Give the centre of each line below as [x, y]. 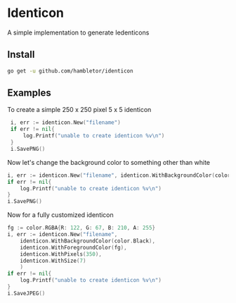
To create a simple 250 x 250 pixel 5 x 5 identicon [79, 110]
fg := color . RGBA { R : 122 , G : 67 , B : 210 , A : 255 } [81, 228]
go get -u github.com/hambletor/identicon [70, 71]
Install [21, 55]
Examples [29, 93]
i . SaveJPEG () [26, 293]
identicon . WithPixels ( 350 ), [61, 254]
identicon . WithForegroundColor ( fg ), [74, 247]
